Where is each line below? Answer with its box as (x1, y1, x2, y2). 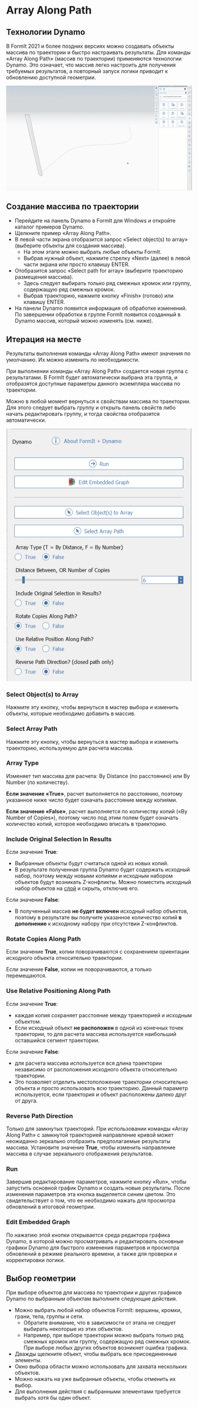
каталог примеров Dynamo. (14, 223, 84, 230)
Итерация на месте (6, 334, 81, 345)
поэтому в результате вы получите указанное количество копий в (14, 914, 182, 921)
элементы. (14, 1357, 42, 1364)
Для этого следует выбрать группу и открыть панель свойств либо (6, 404, 176, 411)
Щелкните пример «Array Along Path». (14, 230, 111, 237)
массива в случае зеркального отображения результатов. (6, 1150, 153, 1157)
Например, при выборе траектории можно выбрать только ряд (23, 1332, 184, 1339)
